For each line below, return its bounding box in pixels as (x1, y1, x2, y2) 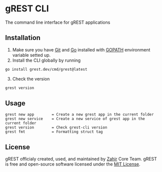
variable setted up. (12, 52, 51, 58)
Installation (5, 34, 41, 42)
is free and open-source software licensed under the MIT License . (5, 161, 141, 167)
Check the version (12, 76, 50, 82)
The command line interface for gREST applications (5, 19, 110, 25)
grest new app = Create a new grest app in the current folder (5, 112, 154, 117)
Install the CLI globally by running (12, 57, 81, 63)
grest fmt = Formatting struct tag (5, 129, 103, 134)
